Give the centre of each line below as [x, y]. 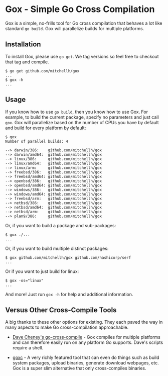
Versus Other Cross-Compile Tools [61, 310]
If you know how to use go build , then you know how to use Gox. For [76, 112]
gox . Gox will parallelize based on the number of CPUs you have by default [82, 122]
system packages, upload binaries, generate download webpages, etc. [86, 363]
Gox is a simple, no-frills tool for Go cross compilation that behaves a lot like [84, 23]
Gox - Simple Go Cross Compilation [80, 9]
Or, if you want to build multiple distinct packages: [57, 248]
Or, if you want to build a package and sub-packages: [61, 225]
